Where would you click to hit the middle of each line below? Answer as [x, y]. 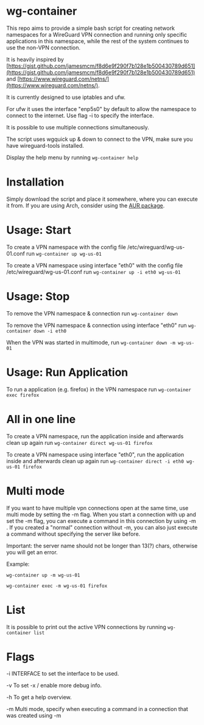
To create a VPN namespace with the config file [66, 247]
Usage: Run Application [67, 372]
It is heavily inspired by [35, 59]
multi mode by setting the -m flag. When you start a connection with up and [101, 514]
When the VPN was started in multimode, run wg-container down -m [91, 342]
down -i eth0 [50, 331]
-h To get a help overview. [39, 698]
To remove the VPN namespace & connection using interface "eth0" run [97, 325]
